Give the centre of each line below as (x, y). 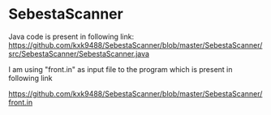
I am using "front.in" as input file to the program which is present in (120, 69)
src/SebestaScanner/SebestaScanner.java (79, 53)
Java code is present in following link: (71, 36)
